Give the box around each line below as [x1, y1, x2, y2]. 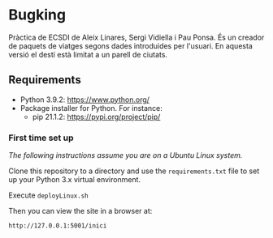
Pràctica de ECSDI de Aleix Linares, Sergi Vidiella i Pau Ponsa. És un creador [8, 32, 265, 42]
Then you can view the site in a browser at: [8, 206, 153, 216]
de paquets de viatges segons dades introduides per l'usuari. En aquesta [8, 40, 253, 50]
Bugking [8, 6, 67, 24]
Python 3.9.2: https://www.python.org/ [19, 95, 150, 104]
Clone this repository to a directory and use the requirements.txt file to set [8, 166, 260, 176]
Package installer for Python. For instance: [19, 103, 162, 113]
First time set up [8, 132, 74, 143]
